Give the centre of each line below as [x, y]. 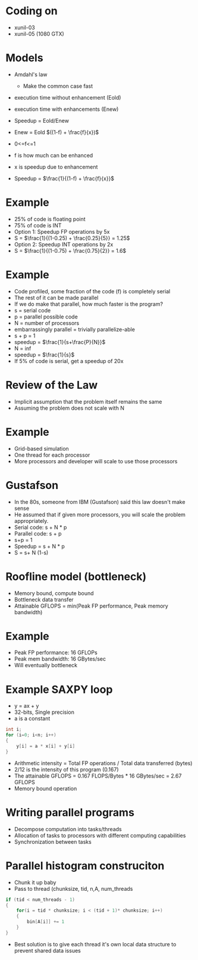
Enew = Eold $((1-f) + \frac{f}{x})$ [56, 132]
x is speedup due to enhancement [56, 167]
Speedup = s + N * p [39, 546]
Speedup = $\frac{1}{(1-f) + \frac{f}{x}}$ [64, 178]
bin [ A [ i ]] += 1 [46, 922]
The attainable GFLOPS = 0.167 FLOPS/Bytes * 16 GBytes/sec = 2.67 [98, 776]
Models [24, 58]
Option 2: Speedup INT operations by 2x [64, 244]
